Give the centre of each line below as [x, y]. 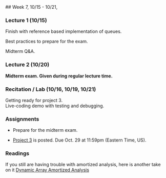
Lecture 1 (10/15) [26, 20]
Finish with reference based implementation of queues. [64, 31]
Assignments [22, 119]
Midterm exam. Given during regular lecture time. [59, 76]
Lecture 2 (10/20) [27, 65]
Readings [17, 153]
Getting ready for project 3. [34, 100]
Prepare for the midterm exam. [45, 130]
